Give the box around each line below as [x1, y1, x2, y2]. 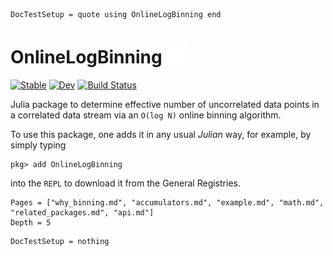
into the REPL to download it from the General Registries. [10, 177, 241, 189]
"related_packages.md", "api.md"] [10, 207, 155, 218]
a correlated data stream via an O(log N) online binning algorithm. [10, 109, 282, 121]
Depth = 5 [10, 217, 52, 228]
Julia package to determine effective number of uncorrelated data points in [10, 98, 320, 110]
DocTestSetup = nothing [10, 236, 110, 246]
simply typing [10, 139, 67, 151]
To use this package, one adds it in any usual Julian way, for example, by [10, 128, 312, 140]
